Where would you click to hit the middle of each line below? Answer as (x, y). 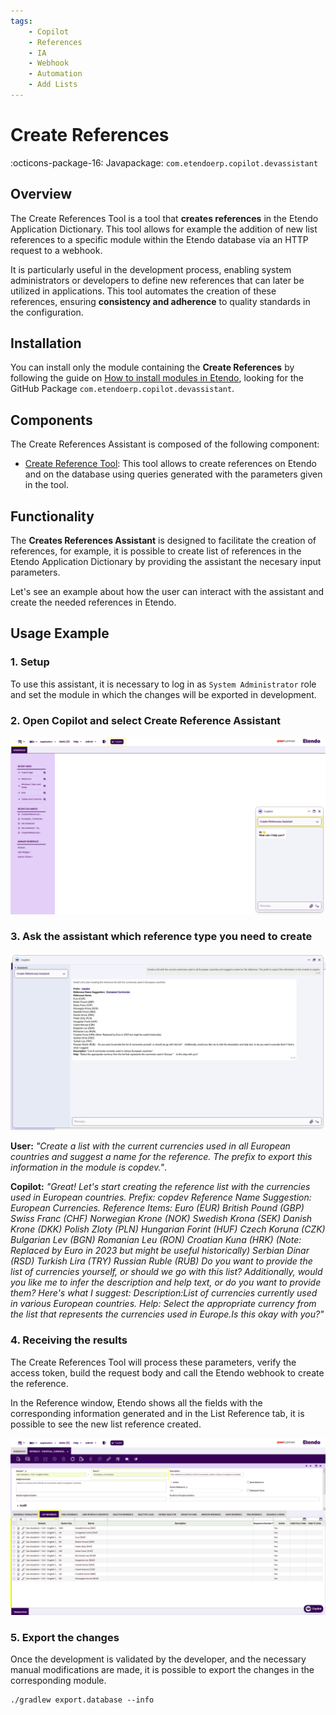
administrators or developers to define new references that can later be (157, 280)
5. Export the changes (65, 1638)
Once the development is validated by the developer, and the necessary (158, 1659)
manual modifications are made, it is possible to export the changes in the (162, 1670)
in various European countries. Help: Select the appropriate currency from (163, 1304)
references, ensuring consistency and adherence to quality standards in (160, 301)
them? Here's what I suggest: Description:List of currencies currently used (164, 1293)
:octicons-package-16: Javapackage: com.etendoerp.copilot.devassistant (164, 162)
